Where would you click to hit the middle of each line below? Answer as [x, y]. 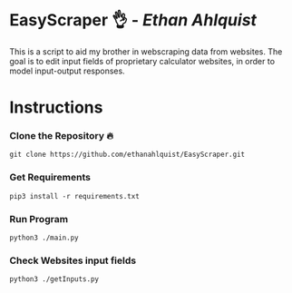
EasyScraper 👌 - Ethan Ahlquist [133, 20]
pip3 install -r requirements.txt [75, 196]
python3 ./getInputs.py [54, 279]
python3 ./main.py [44, 238]
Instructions [56, 107]
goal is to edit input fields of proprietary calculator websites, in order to [142, 61]
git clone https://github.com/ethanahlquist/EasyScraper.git [127, 155]
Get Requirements [50, 178]
